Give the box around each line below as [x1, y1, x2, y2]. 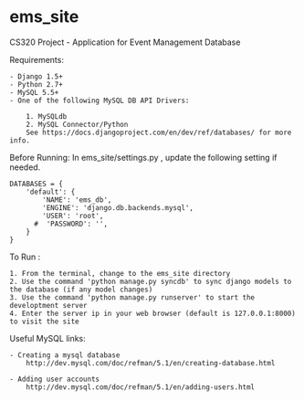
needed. [9, 162, 41, 173]
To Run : [9, 251, 41, 262]
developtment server [9, 301, 89, 310]
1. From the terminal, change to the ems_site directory [9, 269, 231, 278]
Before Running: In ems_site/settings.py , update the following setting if [9, 152, 278, 163]
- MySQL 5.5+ [9, 88, 59, 97]
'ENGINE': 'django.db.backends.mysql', [42, 203, 194, 212]
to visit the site [9, 317, 79, 326]
